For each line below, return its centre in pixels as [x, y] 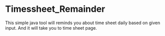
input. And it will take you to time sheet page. [51, 28]
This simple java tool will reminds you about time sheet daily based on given [82, 23]
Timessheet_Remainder [55, 9]
